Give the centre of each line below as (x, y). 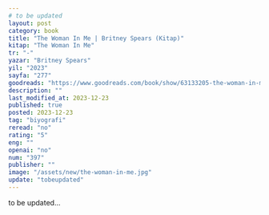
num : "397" (26, 157)
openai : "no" (30, 150)
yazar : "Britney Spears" (50, 61)
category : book (34, 30)
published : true (35, 105)
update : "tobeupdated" (46, 180)
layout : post (30, 23)
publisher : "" (32, 165)
